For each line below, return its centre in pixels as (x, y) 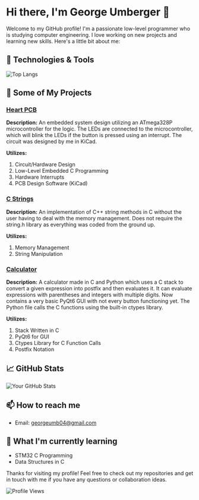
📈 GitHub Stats (35, 368)
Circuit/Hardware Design (45, 164)
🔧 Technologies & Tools (50, 60)
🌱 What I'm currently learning (62, 442)
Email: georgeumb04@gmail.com (56, 423)
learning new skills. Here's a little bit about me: (63, 41)
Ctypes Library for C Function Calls (58, 343)
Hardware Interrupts (40, 177)
